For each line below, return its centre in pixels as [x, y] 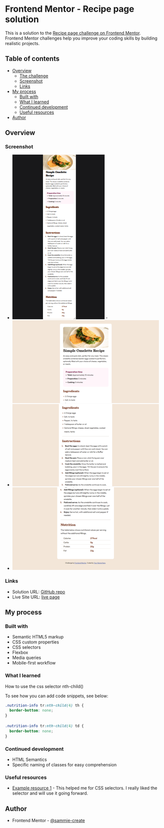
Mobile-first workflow [34, 663]
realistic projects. [22, 43]
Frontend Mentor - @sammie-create [49, 821]
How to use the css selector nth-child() [44, 686]
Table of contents [32, 59]
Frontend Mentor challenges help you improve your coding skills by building [81, 38]
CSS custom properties [36, 642]
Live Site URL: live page [36, 597]
